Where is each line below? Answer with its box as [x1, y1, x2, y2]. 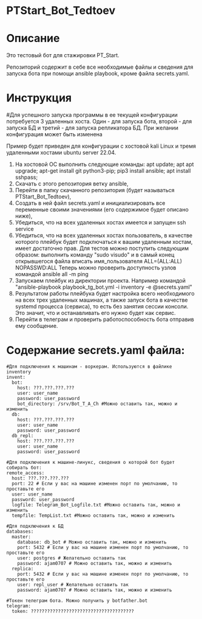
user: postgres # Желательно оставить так [17, 555, 126, 561]
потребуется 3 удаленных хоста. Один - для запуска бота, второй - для [6, 118, 192, 125]
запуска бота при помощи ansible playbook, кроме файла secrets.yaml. [6, 70, 190, 77]
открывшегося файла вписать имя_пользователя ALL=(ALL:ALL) [15, 258, 183, 265]
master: [12, 534, 32, 540]
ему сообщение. [15, 322, 58, 330]
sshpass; [15, 174, 38, 181]
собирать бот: [6, 465, 42, 471]
